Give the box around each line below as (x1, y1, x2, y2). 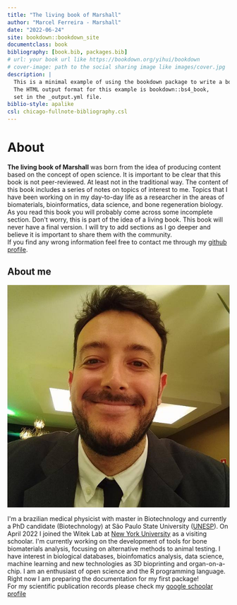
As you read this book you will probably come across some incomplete (7, 208, 213, 216)
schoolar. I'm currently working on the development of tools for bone (7, 537, 207, 545)
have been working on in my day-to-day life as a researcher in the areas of (7, 193, 224, 201)
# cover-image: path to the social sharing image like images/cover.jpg (7, 64, 226, 71)
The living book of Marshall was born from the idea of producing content (7, 162, 221, 171)
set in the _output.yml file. (13, 93, 102, 100)
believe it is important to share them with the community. (7, 230, 173, 239)
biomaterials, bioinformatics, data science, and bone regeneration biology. (7, 200, 224, 208)
